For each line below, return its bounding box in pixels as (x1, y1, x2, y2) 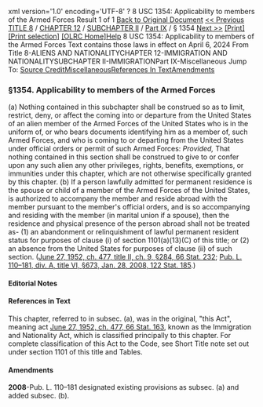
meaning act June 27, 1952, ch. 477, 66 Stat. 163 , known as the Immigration (8, 322, 252, 332)
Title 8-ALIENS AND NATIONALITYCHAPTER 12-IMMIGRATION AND (8, 49, 228, 57)
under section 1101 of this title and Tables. (8, 347, 143, 357)
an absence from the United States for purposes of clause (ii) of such (8, 244, 233, 253)
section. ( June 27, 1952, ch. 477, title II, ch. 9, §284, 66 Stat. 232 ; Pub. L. (8, 253, 243, 262)
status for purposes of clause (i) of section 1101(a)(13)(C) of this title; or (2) (8, 235, 250, 245)
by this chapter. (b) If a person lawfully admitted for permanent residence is (8, 177, 253, 187)
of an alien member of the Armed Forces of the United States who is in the (8, 119, 249, 129)
